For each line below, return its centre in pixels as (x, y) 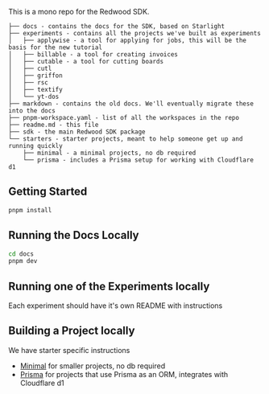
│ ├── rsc (28, 83)
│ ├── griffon (35, 76)
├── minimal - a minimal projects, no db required (110, 153)
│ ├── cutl (30, 68)
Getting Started (48, 192)
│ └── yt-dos (34, 96)
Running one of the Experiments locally (109, 286)
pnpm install (30, 210)
